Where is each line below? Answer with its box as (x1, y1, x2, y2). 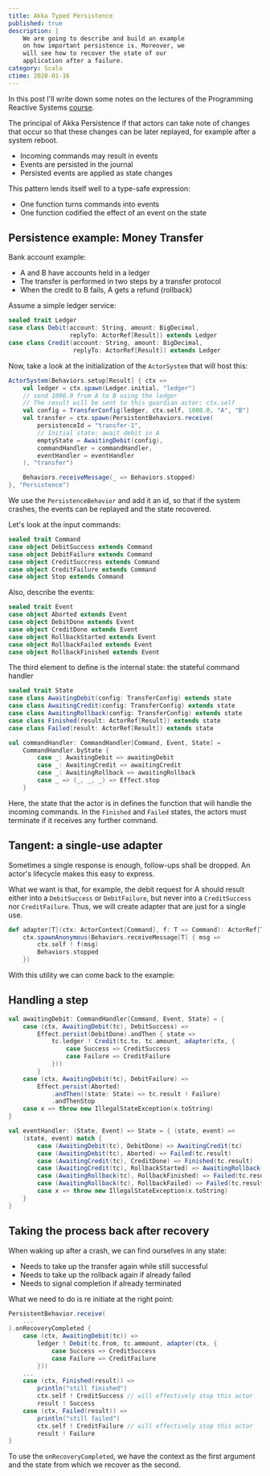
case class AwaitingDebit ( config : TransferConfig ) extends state (8, 694, 231, 702)
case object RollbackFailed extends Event (8, 640, 153, 649)
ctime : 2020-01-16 (8, 72, 70, 80)
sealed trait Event (8, 603, 74, 611)
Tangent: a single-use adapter (8, 839, 163, 853)
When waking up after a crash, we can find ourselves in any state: (8, 1245, 227, 1255)
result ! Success (37, 1399, 95, 1407)
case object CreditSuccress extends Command (8, 558, 160, 566)
